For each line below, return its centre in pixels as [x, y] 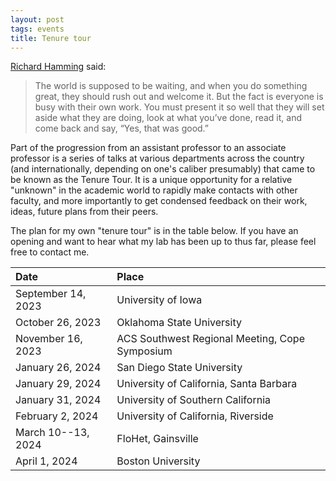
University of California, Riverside [195, 416]
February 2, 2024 [57, 416]
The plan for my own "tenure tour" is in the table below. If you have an [154, 231]
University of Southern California [193, 400]
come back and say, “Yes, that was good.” [122, 128]
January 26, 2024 [58, 368]
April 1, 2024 [46, 461]
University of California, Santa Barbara [207, 384]
